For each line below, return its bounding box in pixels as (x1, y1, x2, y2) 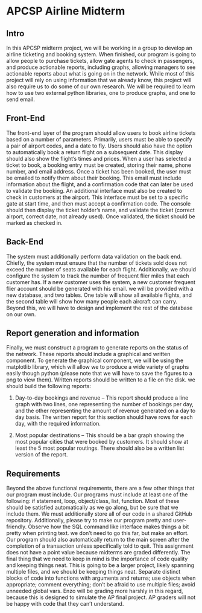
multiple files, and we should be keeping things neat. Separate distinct (6, 568, 181, 576)
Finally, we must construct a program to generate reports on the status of (6, 344, 189, 351)
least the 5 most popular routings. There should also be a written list (14, 444, 185, 452)
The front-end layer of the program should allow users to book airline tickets (6, 129, 196, 137)
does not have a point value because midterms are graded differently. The (6, 549, 191, 556)
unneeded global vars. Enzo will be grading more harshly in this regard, (6, 588, 183, 595)
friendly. (6, 523, 27, 530)
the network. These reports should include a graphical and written (6, 351, 171, 358)
